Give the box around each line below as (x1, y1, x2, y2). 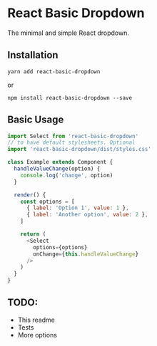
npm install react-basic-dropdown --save (7, 94, 133, 101)
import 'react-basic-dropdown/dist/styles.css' (7, 146, 152, 153)
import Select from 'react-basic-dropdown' (7, 132, 139, 140)
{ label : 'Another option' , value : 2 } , (26, 211, 148, 219)
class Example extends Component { (7, 159, 113, 166)
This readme (17, 315, 56, 324)
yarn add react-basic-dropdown (7, 68, 101, 75)
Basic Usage (7, 114, 64, 126)
